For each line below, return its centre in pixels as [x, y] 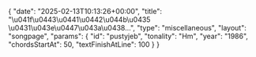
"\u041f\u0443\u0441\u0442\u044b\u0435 [79, 20]
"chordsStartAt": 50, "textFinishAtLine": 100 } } [84, 45]
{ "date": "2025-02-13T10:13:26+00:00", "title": [85, 11]
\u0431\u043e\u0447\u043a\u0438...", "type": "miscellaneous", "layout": [127, 28]
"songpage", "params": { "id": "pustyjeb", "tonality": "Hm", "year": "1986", [128, 36]
